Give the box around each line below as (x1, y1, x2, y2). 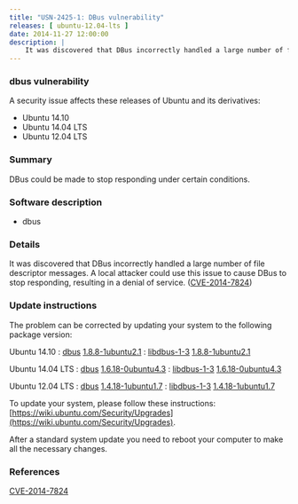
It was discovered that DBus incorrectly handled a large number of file (9, 258, 265, 269)
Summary (9, 154, 53, 166)
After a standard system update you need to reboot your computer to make (9, 434, 284, 445)
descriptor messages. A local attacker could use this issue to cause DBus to (9, 268, 286, 279)
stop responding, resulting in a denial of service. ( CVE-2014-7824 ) (9, 277, 253, 288)
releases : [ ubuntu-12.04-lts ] (9, 21, 129, 30)
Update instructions (9, 299, 98, 311)
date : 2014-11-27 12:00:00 (9, 29, 109, 38)
